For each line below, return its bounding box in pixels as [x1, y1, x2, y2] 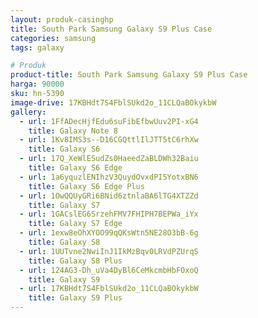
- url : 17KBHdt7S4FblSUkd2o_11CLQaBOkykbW [19, 284, 199, 294]
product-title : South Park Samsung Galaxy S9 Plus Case [10, 70, 248, 80]
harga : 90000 [10, 79, 65, 90]
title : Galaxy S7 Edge [28, 219, 123, 229]
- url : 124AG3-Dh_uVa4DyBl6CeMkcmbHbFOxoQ [19, 265, 199, 275]
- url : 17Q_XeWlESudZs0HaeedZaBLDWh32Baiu [19, 154, 199, 164]
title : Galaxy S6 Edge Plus [28, 181, 145, 191]
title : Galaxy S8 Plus [28, 256, 123, 266]
